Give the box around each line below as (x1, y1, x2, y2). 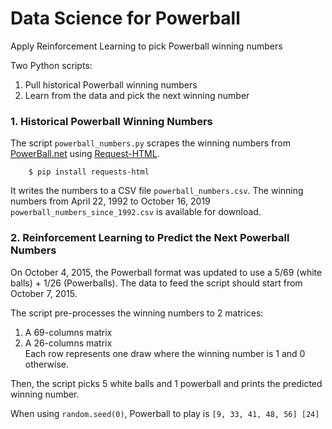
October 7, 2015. (10, 287, 78, 299)
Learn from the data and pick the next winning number (24, 89, 250, 101)
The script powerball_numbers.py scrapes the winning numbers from (10, 137, 291, 149)
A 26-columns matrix (24, 337, 113, 349)
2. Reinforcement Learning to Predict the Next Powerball (10, 231, 290, 245)
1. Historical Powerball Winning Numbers (10, 114, 213, 128)
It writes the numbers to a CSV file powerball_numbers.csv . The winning (10, 185, 304, 197)
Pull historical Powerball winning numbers (24, 78, 198, 91)
